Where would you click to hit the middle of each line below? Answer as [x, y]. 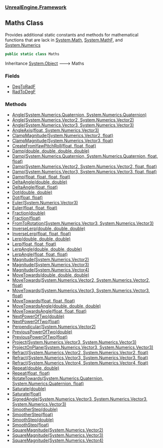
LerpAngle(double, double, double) [47, 249]
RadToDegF [24, 91]
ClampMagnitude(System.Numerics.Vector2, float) [63, 136]
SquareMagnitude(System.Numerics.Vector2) [57, 430]
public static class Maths [32, 54]
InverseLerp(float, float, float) [41, 234]
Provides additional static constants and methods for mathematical [72, 35]
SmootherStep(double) [35, 410]
